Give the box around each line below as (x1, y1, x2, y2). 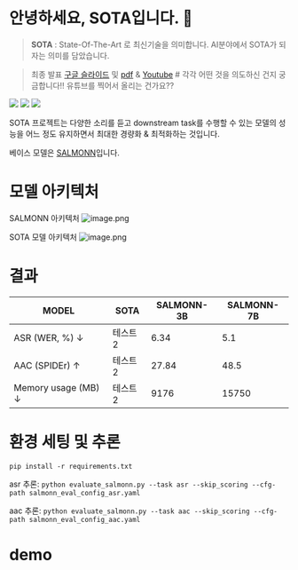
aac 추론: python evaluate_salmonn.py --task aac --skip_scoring (9, 505, 250, 516)
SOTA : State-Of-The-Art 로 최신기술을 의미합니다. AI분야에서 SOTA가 (30, 39, 278, 50)
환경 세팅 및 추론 (9, 432, 122, 452)
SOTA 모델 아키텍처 (9, 232, 77, 242)
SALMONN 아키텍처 (9, 212, 80, 223)
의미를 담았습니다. (47, 50, 110, 60)
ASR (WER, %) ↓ (13, 331, 84, 344)
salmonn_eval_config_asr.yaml (28, 488, 141, 497)
